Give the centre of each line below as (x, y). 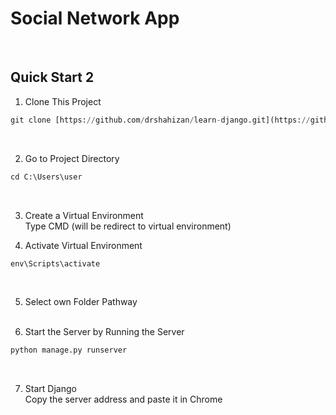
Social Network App (95, 18)
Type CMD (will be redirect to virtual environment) (128, 226)
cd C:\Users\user (46, 177)
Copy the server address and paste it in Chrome (123, 399)
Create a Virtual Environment (84, 215)
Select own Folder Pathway (81, 302)
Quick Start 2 (52, 77)
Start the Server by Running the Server (104, 332)
